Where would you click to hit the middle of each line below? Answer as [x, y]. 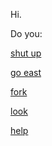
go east [26, 72]
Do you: [26, 33]
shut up [26, 53]
